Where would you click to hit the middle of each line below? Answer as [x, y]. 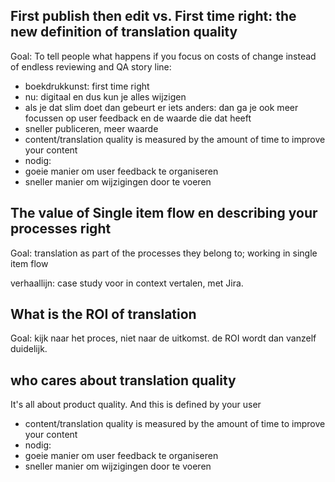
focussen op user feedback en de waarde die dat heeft [138, 118]
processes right [61, 229]
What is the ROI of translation [103, 314]
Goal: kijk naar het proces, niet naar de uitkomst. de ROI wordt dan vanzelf [163, 338]
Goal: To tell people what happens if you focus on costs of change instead [163, 56]
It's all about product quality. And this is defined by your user [136, 405]
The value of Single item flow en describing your [164, 213]
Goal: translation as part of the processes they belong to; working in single [164, 253]
